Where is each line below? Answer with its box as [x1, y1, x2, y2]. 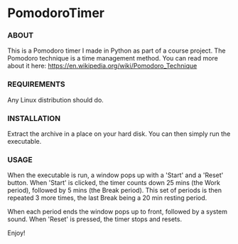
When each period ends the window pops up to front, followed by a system [7, 208, 228, 216]
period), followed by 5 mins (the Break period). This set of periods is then [7, 186, 222, 195]
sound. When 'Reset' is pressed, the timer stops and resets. [7, 215, 183, 223]
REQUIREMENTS [7, 80, 65, 90]
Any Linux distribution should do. [7, 95, 104, 104]
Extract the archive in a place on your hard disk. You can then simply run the [7, 129, 231, 138]
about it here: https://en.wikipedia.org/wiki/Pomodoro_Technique [7, 62, 198, 70]
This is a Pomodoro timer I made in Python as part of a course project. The [7, 46, 226, 55]
